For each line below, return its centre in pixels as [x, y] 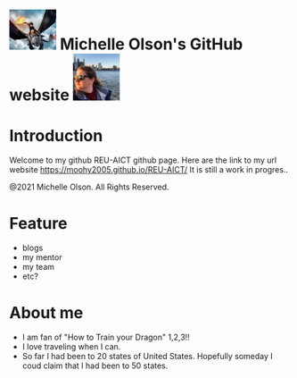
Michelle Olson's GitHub [151, 44]
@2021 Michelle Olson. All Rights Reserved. [89, 187]
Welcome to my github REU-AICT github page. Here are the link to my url [143, 160]
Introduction [56, 135]
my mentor [42, 257]
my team [38, 267]
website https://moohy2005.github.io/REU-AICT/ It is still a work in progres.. [148, 170]
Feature [38, 223]
